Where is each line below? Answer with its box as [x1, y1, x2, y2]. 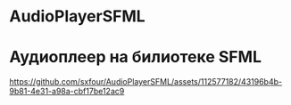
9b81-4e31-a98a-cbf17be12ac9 [9, 86, 125, 97]
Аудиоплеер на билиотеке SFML [9, 47, 262, 68]
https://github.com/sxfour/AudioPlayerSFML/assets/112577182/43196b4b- [9, 77, 283, 87]
